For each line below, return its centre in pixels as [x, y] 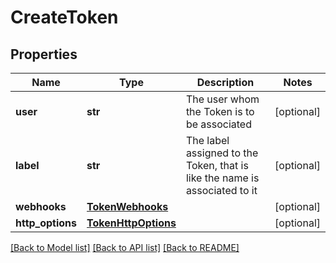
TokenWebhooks [127, 206]
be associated [218, 124]
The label [207, 140]
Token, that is [217, 165]
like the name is [222, 178]
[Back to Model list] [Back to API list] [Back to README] [125, 247]
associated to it [221, 190]
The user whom [222, 99]
